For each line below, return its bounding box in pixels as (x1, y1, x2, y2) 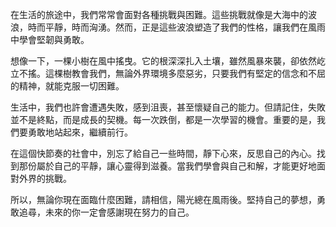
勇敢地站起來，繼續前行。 (27, 126, 133, 138)
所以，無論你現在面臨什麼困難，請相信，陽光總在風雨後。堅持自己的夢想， (10, 194, 317, 205)
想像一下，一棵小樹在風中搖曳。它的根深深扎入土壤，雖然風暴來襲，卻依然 (10, 55, 317, 67)
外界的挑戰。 (18, 173, 72, 184)
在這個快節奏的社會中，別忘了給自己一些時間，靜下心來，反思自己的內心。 (10, 148, 317, 159)
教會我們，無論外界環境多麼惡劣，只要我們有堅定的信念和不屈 (71, 68, 326, 79)
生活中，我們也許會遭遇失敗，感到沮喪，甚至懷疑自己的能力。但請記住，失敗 (10, 101, 326, 113)
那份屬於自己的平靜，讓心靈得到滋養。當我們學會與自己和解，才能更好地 (18, 160, 317, 172)
